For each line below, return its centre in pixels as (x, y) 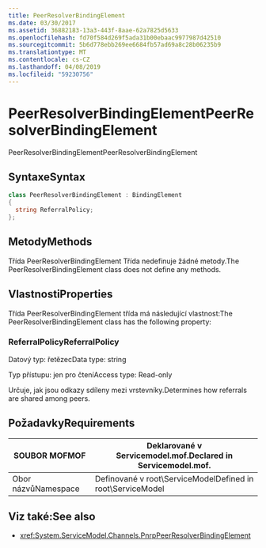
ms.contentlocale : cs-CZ (49, 60)
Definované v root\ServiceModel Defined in (174, 478)
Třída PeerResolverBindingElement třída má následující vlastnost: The (121, 313)
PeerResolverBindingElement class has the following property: (110, 322)
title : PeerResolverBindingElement (67, 15)
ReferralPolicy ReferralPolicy (64, 342)
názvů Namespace (46, 489)
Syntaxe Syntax (47, 177)
